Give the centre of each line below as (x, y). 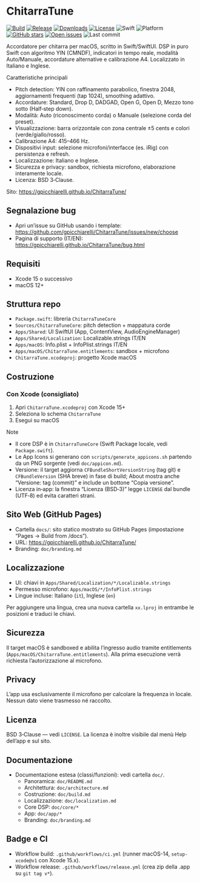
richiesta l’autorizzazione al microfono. (55, 660)
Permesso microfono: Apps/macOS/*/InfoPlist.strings (83, 589)
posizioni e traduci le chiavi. (41, 613)
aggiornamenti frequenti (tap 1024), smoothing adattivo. (85, 96)
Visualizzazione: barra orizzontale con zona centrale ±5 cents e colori (102, 128)
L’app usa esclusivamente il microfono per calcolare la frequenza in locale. (99, 694)
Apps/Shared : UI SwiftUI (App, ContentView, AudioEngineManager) (98, 332)
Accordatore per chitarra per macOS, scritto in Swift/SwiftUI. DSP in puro (98, 46)
